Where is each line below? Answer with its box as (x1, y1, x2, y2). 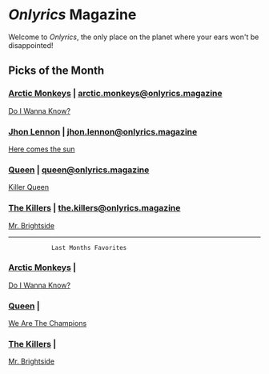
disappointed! (8, 40, 54, 50)
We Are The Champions (8, 319, 87, 328)
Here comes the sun (8, 144, 75, 154)
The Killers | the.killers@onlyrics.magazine (8, 203, 181, 214)
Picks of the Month (8, 64, 105, 78)
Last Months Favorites (50, 243, 127, 251)
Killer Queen (8, 183, 50, 192)
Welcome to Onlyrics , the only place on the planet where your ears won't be (8, 32, 259, 42)
